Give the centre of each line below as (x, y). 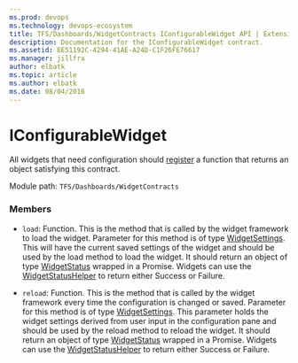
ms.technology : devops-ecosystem (71, 26)
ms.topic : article (43, 75)
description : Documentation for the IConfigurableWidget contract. (137, 42)
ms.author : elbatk (43, 83)
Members (30, 209)
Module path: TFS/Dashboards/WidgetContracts (94, 186)
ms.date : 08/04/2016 (47, 91)
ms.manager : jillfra (47, 58)
